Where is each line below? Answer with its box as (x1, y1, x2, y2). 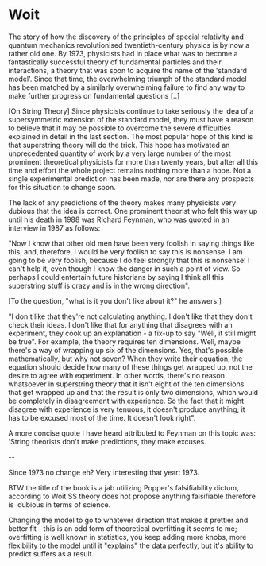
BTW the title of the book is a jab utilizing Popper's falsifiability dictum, (8, 483, 240, 492)
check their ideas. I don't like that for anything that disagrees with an (8, 320, 233, 329)
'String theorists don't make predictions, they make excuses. (8, 436, 206, 446)
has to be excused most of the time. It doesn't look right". (8, 413, 196, 422)
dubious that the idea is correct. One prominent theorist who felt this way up (8, 206, 258, 215)
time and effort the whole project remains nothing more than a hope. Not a (8, 165, 252, 175)
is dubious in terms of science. (8, 499, 111, 510)
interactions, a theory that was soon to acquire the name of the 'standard (8, 65, 248, 75)
